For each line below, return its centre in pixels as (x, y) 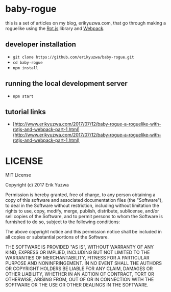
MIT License (18, 175)
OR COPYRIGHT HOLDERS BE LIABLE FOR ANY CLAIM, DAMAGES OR (79, 269)
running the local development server (66, 84)
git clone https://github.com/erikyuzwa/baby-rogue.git (73, 57)
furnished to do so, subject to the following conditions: (63, 222)
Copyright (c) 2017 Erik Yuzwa (37, 185)
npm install (25, 68)
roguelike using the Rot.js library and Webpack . (55, 28)
